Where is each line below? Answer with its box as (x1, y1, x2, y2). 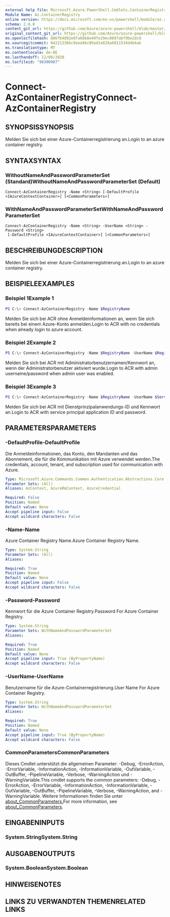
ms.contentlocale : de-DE (5, 50, 58, 55)
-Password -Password (5, 596, 60, 604)
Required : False (5, 495, 39, 500)
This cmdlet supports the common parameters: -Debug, (40, 777, 157, 783)
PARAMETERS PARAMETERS (5, 424, 97, 433)
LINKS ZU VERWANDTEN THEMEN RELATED (5, 897, 146, 906)
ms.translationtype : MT (5, 45, 56, 50)
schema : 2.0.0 (5, 21, 35, 27)
